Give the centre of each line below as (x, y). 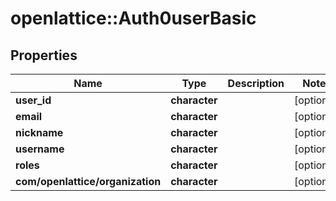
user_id (33, 100)
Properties (44, 55)
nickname (39, 132)
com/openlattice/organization (88, 181)
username (40, 149)
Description (256, 83)
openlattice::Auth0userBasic (133, 18)
